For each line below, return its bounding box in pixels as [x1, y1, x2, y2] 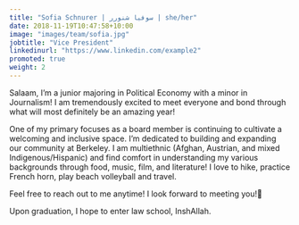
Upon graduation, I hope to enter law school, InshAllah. [9, 205, 212, 216]
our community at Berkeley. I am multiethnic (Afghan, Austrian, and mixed [9, 142, 280, 153]
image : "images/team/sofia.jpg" [9, 29, 129, 38]
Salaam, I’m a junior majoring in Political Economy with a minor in [9, 87, 248, 98]
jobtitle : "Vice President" [9, 37, 114, 47]
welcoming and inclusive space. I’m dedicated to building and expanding [9, 133, 277, 144]
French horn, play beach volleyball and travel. [9, 171, 177, 181]
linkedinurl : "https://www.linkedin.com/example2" [9, 46, 202, 55]
